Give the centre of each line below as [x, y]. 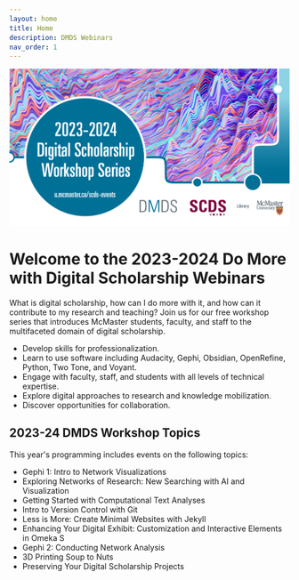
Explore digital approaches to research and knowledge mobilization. [146, 395]
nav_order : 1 [33, 47]
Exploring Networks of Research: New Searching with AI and [133, 481]
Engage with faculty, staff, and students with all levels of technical [143, 376]
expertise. [40, 386]
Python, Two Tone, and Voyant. [80, 367]
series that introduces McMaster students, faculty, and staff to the [130, 321]
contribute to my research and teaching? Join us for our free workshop [139, 312]
